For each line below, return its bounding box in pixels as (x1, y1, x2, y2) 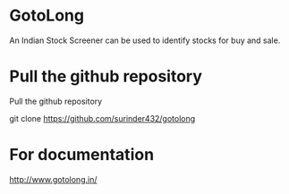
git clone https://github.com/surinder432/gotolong (9, 113, 196, 123)
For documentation (9, 145, 155, 165)
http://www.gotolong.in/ (9, 173, 98, 184)
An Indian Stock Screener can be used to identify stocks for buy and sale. (9, 35, 281, 46)
